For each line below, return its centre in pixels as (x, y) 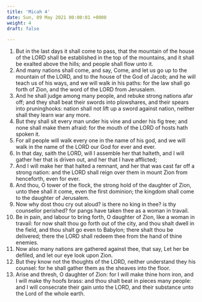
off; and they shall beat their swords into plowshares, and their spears (102, 102)
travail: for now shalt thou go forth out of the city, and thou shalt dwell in (105, 223)
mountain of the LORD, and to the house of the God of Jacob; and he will (106, 77)
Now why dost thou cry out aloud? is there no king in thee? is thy (96, 204)
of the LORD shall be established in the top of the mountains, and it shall (105, 58)
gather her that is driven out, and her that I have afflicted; (86, 160)
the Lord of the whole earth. (50, 294)
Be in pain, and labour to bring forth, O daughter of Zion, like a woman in (105, 217)
